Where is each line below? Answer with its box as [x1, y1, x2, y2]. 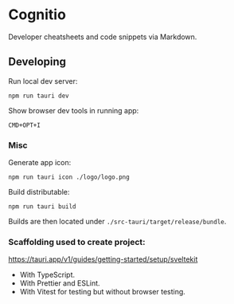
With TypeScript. [19, 270, 76, 280]
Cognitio [8, 6, 66, 24]
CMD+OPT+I [8, 121, 41, 129]
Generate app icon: [8, 158, 72, 168]
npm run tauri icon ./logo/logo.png [8, 173, 130, 181]
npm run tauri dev [8, 92, 69, 100]
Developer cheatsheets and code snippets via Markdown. [8, 32, 197, 41]
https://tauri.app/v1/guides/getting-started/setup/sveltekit [8, 255, 198, 264]
